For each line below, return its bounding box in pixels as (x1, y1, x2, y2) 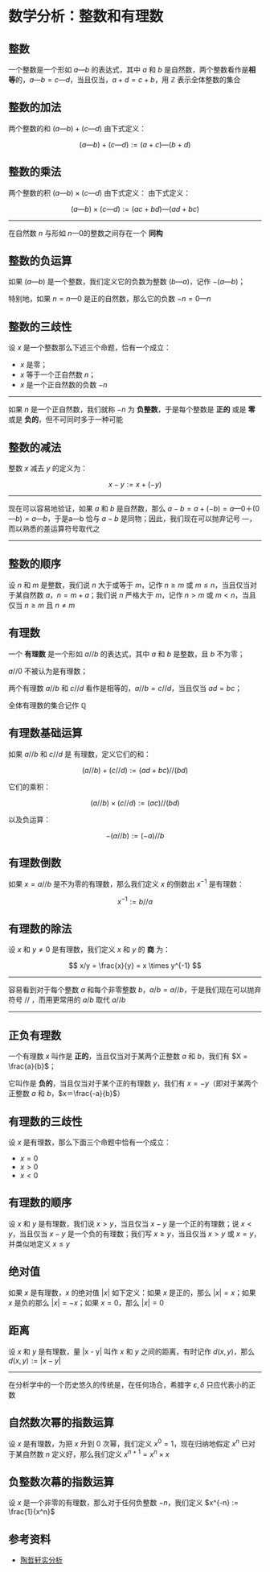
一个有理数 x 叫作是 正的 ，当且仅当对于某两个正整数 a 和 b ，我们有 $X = (8, 1052, 248, 1061)
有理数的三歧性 (8, 1115, 83, 1128)
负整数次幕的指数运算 (8, 1475, 114, 1489)
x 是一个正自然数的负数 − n (19, 380, 108, 390)
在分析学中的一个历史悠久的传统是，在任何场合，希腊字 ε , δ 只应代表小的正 (8, 1380, 256, 1389)
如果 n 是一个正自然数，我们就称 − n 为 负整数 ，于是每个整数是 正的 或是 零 (8, 404, 256, 415)
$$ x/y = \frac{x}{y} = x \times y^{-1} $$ (68, 961, 202, 970)
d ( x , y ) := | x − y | (8, 1355, 62, 1365)
